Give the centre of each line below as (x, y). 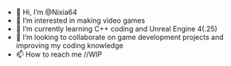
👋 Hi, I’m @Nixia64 (47, 12)
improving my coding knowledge (69, 46)
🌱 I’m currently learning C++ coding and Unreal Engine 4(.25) (116, 29)
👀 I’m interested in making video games (80, 20)
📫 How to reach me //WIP (59, 54)
